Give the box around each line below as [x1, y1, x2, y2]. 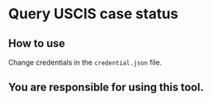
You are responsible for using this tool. [8, 80, 205, 94]
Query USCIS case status [8, 5, 179, 23]
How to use [8, 37, 65, 50]
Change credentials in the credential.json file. [8, 57, 162, 67]
